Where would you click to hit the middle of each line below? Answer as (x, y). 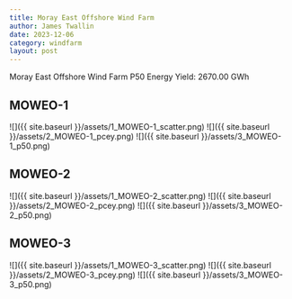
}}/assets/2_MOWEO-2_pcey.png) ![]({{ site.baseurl (105, 205)
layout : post (34, 51)
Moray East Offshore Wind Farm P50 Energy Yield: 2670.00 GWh (129, 77)
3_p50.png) (31, 284)
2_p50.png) (31, 215)
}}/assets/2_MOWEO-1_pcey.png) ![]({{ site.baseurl (104, 136)
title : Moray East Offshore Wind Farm (82, 18)
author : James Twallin (52, 26)
